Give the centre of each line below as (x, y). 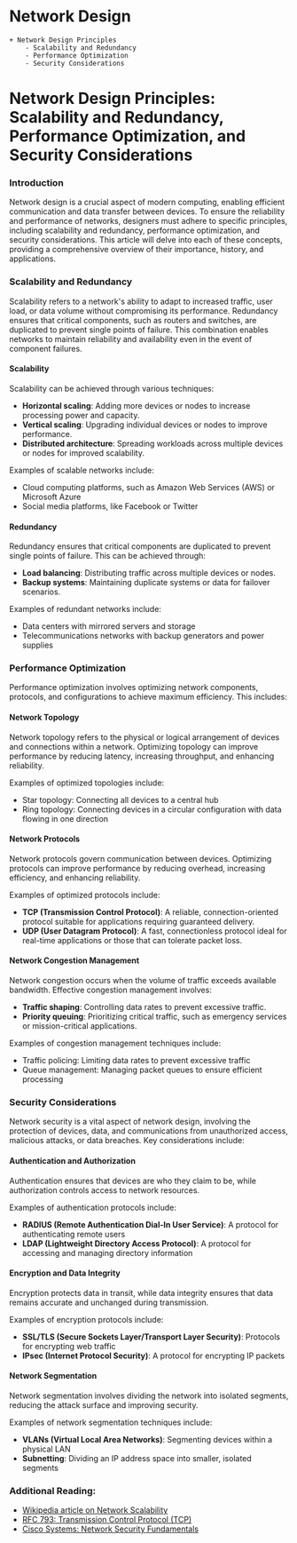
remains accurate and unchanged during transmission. (109, 1302)
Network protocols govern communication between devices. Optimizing (141, 858)
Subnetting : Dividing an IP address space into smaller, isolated (137, 1458)
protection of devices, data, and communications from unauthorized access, (148, 1131)
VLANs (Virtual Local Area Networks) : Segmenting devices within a (147, 1439)
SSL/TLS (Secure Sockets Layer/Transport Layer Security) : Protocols (151, 1336)
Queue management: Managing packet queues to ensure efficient (142, 1070)
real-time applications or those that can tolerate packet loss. (132, 940)
